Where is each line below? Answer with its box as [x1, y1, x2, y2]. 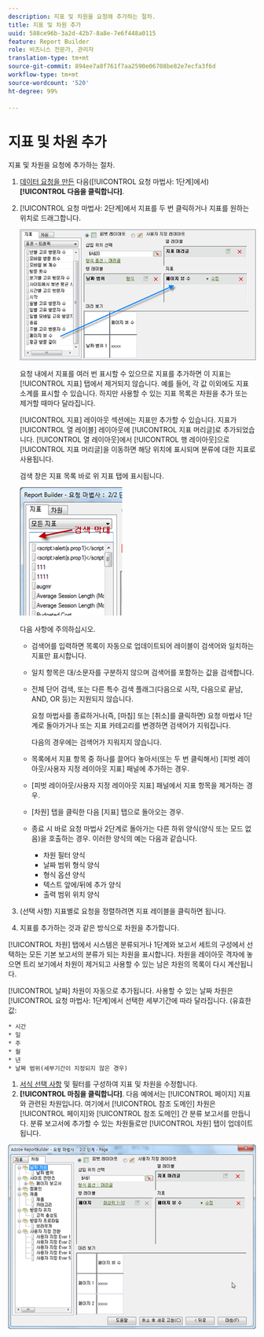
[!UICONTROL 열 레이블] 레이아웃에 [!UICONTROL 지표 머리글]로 [19, 424, 222, 434]
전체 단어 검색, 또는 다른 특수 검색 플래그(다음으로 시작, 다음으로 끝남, [31, 684, 244, 693]
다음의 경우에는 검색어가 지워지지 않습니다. [31, 737, 163, 747]
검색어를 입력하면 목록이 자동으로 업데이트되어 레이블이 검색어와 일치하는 [31, 641, 255, 650]
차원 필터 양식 [42, 850, 86, 860]
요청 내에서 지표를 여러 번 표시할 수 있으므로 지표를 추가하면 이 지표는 [19, 369, 232, 378]
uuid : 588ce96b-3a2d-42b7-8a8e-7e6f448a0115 [8, 29, 156, 37]
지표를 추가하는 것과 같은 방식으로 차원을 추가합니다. [19, 923, 179, 932]
